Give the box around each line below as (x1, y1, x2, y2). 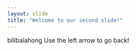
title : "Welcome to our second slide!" (7, 17, 123, 24)
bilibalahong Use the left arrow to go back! (7, 36, 130, 44)
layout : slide (7, 10, 49, 17)
